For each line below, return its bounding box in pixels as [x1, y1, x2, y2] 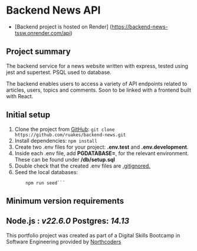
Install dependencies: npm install [14, 137, 97, 144]
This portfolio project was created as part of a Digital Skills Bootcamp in [6, 231, 180, 239]
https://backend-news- [111, 23, 168, 30]
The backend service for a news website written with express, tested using [6, 62, 189, 69]
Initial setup [6, 110, 51, 120]
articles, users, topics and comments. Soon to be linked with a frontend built [6, 86, 192, 94]
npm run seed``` [25, 180, 65, 186]
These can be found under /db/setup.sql [14, 156, 115, 163]
